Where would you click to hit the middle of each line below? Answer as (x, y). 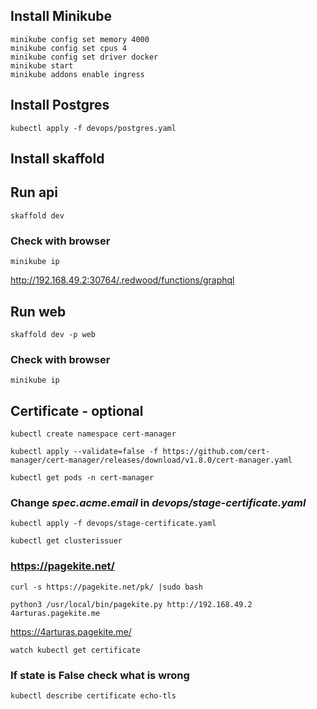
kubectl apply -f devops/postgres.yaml (93, 128)
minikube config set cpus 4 (69, 48)
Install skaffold (57, 159)
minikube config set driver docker (84, 57)
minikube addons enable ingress (77, 74)
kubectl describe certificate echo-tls (93, 695)
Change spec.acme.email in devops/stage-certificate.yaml (158, 502)
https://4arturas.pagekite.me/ (71, 631)
